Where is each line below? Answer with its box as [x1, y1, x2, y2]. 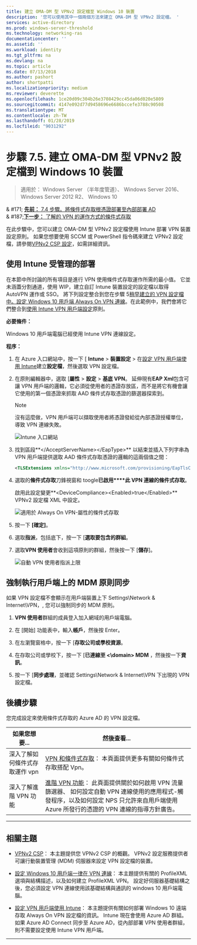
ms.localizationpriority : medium [6, 85, 88, 91]
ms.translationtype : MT [6, 107, 64, 113]
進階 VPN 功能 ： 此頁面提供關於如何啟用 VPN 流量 [45, 779, 184, 787]
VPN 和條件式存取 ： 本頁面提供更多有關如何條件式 [45, 754, 184, 763]
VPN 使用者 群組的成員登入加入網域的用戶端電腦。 [14, 614, 135, 621]
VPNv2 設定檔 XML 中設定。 [14, 496, 83, 503]
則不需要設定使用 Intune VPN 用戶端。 [14, 927, 107, 934]
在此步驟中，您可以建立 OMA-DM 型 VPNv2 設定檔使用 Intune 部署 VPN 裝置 [6, 225, 191, 232]
